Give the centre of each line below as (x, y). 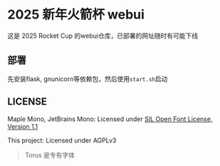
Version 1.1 (22, 126)
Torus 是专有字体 (50, 155)
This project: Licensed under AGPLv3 (62, 140)
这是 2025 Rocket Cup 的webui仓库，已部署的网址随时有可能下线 (103, 36)
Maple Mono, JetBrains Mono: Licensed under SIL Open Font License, (110, 119)
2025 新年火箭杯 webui (76, 15)
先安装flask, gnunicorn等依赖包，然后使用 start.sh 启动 (88, 78)
